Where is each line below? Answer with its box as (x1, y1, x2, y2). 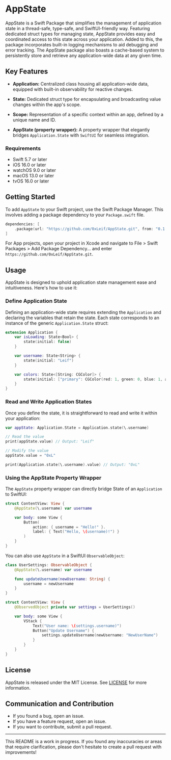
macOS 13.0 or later (12, 173, 54, 179)
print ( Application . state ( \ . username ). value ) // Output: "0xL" (5, 462, 140, 467)
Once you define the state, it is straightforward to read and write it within (5, 410, 158, 416)
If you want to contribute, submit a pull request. (12, 724, 112, 730)
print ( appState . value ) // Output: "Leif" (5, 439, 95, 444)
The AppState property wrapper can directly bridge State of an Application (5, 486, 162, 492)
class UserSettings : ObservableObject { (5, 562, 93, 567)
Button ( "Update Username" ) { (32, 628, 95, 633)
